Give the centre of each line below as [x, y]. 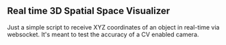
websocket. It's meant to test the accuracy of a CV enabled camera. [103, 34]
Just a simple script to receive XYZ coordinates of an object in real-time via [113, 27]
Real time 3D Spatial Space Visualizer [89, 11]
